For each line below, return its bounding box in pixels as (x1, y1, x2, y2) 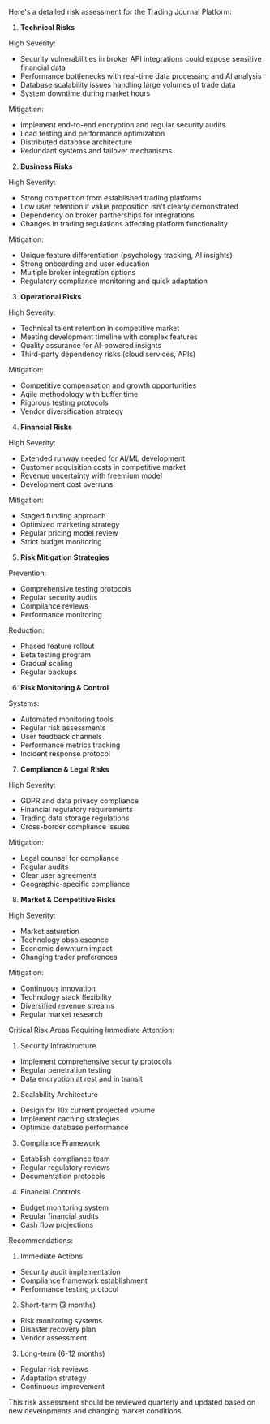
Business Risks (19, 161, 73, 171)
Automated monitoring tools (19, 714, 114, 724)
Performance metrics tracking (19, 740, 121, 750)
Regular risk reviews (19, 1365, 88, 1374)
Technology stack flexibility (19, 992, 112, 1001)
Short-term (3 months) (19, 1300, 96, 1310)
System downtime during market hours (19, 88, 151, 98)
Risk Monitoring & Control (19, 683, 109, 692)
